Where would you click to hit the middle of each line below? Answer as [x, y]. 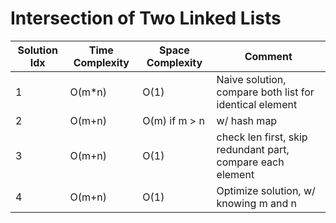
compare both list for [265, 92]
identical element [257, 104]
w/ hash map [247, 120]
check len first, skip [262, 137]
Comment [268, 56]
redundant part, [253, 149]
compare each [250, 162]
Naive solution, [251, 79]
